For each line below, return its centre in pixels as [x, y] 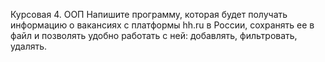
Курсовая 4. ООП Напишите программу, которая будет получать [149, 14]
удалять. [29, 46]
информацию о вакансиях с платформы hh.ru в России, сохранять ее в [162, 25]
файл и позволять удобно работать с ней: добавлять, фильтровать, [154, 35]
